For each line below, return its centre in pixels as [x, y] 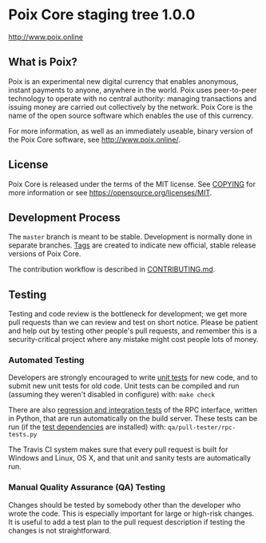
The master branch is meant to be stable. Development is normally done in [130, 237]
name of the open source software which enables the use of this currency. [131, 115]
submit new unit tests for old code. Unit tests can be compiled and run [124, 386]
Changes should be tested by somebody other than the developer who [125, 505]
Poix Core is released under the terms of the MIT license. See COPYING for [132, 184]
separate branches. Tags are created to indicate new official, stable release [132, 245]
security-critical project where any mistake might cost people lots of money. [133, 340]
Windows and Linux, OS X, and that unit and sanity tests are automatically [130, 458]
